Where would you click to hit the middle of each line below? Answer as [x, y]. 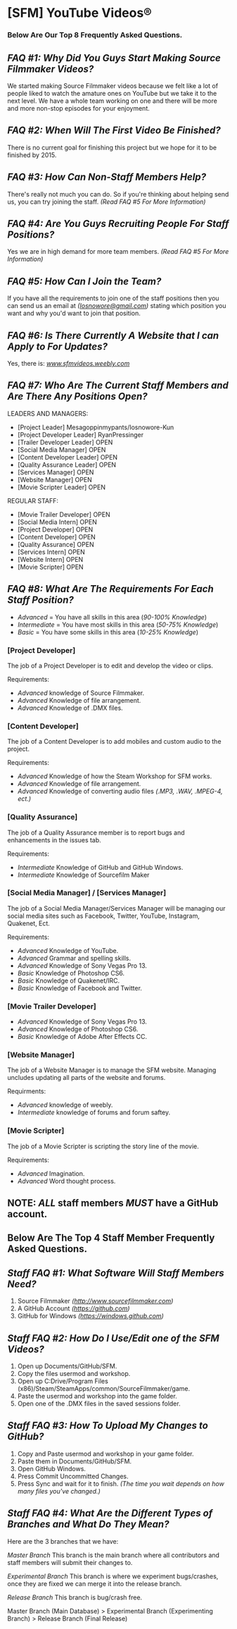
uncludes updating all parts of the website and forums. [87, 1078]
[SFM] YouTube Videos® [80, 13]
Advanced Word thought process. [66, 1181]
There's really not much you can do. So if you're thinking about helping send [118, 194]
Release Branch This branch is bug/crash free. [75, 1597]
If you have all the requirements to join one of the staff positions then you [113, 298]
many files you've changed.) [59, 1491]
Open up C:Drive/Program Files [63, 1381]
